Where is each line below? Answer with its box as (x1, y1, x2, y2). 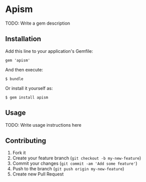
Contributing (5, 136, 46, 145)
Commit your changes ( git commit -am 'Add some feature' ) (12, 160, 137, 166)
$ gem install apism (5, 95, 49, 100)
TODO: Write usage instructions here (5, 122, 82, 128)
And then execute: (5, 66, 43, 72)
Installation (5, 35, 41, 43)
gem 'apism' (5, 58, 30, 63)
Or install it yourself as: (5, 85, 53, 91)
